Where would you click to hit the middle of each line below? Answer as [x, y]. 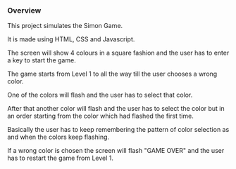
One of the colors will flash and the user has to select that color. [100, 95]
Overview [24, 11]
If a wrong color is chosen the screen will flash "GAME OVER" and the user [116, 151]
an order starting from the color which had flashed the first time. [100, 116]
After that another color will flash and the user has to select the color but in [116, 109]
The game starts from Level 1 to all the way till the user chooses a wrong [112, 74]
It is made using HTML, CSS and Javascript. [71, 39]
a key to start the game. [42, 60]
